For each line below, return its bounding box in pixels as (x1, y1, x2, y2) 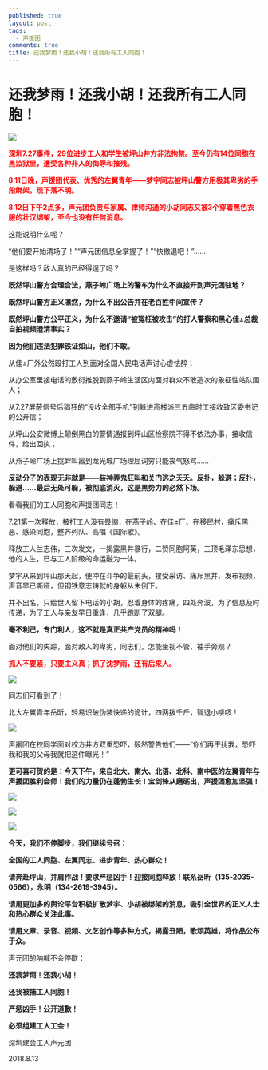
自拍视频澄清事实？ (8, 324, 72, 334)
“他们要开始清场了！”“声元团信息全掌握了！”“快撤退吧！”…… (8, 246, 206, 256)
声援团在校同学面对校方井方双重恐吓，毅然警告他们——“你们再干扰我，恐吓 (8, 739, 257, 749)
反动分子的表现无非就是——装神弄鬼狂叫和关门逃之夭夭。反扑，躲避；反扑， (8, 473, 260, 482)
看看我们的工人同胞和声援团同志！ (8, 500, 120, 509)
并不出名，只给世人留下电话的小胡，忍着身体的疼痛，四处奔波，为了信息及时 (8, 597, 260, 607)
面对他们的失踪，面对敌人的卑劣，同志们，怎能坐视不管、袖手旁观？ (8, 641, 232, 651)
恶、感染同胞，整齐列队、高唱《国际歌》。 (8, 526, 145, 536)
